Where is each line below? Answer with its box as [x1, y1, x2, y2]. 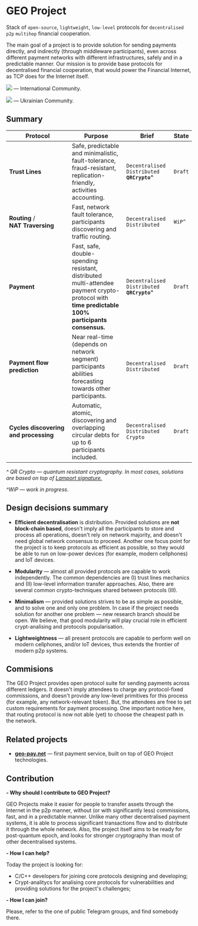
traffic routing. [71, 232, 111, 240]
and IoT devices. [14, 556, 55, 563]
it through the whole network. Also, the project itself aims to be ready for [6, 826, 183, 833]
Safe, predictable [71, 142, 120, 150]
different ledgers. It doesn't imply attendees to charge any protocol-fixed [6, 686, 184, 693]
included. [71, 453, 98, 461]
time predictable [71, 301, 119, 309]
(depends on [71, 340, 108, 348]
